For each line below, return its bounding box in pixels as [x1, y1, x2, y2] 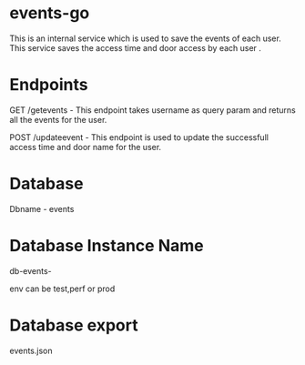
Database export [9, 315, 138, 335]
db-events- [9, 265, 52, 276]
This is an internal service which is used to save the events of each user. [9, 33, 282, 44]
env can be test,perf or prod [9, 283, 116, 294]
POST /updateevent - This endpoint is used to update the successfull [9, 131, 269, 143]
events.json [9, 345, 53, 356]
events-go [9, 3, 90, 24]
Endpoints [9, 75, 88, 96]
